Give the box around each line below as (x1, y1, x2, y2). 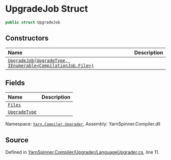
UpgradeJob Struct (5, 3, 88, 15)
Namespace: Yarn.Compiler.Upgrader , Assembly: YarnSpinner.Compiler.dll (5, 121, 160, 127)
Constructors (5, 34, 49, 43)
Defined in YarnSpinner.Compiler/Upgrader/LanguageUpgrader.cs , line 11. (5, 149, 159, 155)
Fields (5, 79, 25, 87)
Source (5, 136, 29, 144)
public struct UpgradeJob (5, 20, 60, 25)
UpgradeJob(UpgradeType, (8, 57, 68, 63)
